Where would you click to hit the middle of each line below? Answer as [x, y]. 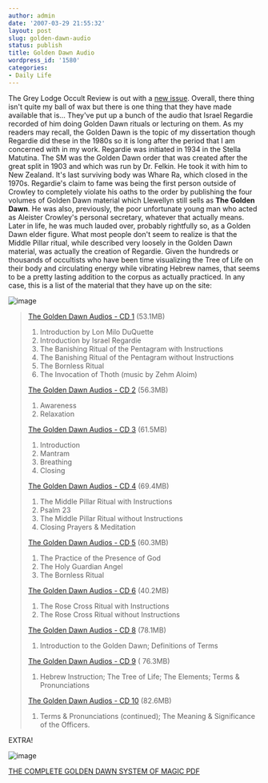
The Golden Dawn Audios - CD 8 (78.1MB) [97, 630]
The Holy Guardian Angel [81, 566]
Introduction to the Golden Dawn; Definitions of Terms [129, 645]
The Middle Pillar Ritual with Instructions [106, 501]
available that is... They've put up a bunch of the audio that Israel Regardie [131, 115]
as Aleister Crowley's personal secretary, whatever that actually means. [126, 217]
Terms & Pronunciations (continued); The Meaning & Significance [148, 716]
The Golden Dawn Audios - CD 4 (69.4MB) [98, 486]
